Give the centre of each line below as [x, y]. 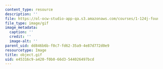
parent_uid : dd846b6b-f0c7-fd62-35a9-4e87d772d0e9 [57, 46]
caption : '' [22, 32]
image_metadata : [21, 28]
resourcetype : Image [26, 50]
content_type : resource [29, 9]
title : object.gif [24, 55]
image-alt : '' [24, 41]
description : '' [21, 14]
